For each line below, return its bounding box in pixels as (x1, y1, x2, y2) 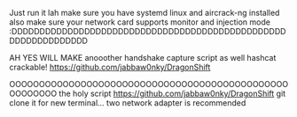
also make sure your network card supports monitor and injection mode (9, 17, 270, 27)
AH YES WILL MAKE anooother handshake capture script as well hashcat (9, 53, 277, 62)
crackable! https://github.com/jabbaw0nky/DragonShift (9, 62, 211, 72)
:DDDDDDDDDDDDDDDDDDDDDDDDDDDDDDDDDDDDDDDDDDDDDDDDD (9, 26, 286, 36)
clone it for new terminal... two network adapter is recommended (9, 98, 246, 108)
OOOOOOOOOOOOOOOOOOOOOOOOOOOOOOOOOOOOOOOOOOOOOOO (9, 79, 289, 89)
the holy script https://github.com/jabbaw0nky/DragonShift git (59, 88, 286, 99)
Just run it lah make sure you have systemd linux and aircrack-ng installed (9, 8, 280, 18)
